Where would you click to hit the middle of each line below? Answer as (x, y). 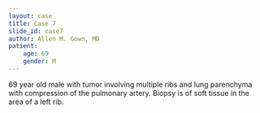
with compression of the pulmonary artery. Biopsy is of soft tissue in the (129, 93)
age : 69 (36, 54)
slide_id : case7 (36, 31)
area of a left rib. (36, 102)
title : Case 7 (32, 24)
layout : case (30, 16)
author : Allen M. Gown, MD (54, 39)
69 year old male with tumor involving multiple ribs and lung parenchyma (130, 84)
